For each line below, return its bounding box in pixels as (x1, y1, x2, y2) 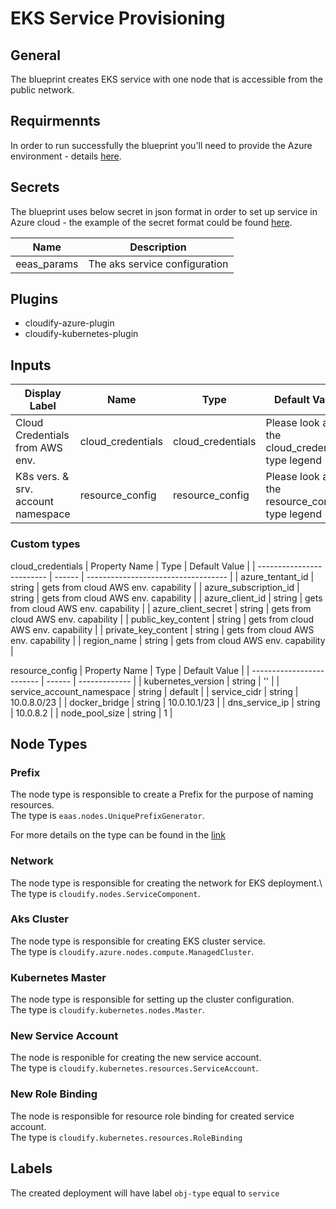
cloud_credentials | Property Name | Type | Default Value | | (10, 560, 256, 572)
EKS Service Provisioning (10, 7, 226, 30)
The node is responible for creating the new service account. (10, 1052, 262, 1064)
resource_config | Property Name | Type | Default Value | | (10, 664, 250, 676)
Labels (10, 1160, 53, 1177)
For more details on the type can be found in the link (10, 829, 226, 841)
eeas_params (15, 257, 79, 271)
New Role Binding (10, 1087, 98, 1101)
